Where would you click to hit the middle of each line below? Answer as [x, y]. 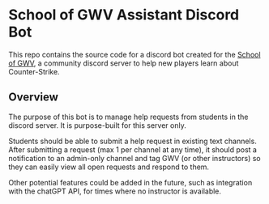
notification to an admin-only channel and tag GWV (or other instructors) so [134, 158]
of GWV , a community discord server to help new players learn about [124, 63]
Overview [34, 98]
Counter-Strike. [34, 71]
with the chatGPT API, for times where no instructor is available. [115, 191]
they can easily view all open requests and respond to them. [109, 167]
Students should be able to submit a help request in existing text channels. [132, 141]
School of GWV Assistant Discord [124, 15]
